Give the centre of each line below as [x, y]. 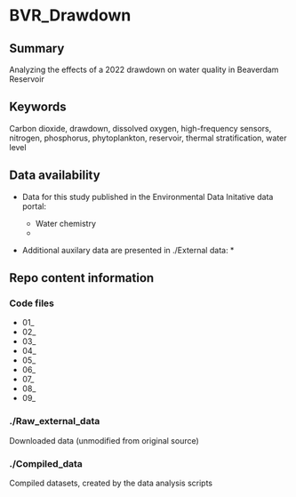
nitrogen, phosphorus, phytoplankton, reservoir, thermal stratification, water [148, 138]
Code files [32, 303]
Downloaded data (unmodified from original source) [104, 440]
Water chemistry [65, 223]
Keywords [38, 107]
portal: [34, 206]
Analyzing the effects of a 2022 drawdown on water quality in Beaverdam [144, 69]
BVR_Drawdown [70, 16]
